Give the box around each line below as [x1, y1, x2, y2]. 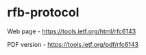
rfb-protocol [7, 5, 80, 20]
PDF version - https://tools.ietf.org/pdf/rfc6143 [7, 40, 139, 48]
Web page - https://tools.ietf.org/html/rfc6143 [7, 27, 136, 35]
